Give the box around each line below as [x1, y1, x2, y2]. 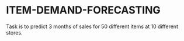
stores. [6, 29, 23, 36]
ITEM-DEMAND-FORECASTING [6, 4, 161, 17]
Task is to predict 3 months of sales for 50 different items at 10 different [6, 23, 178, 30]
